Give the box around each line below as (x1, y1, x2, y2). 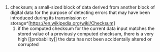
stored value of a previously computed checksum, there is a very (17, 31, 154, 36)
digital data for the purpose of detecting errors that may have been (10, 9, 150, 15)
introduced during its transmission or (10, 15, 88, 20)
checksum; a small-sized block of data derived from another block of (10, 4, 155, 10)
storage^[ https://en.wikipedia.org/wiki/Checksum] (10, 20, 115, 26)
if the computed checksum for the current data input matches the (17, 25, 155, 31)
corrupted (17, 41, 39, 47)
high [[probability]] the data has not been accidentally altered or (17, 36, 152, 42)
